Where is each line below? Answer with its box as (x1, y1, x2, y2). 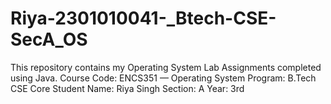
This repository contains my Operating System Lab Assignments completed (10, 61, 322, 73)
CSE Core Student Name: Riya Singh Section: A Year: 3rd (10, 82, 245, 94)
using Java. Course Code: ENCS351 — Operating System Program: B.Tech (10, 72, 317, 84)
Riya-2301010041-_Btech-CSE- (10, 7, 277, 30)
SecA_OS (10, 28, 88, 51)
